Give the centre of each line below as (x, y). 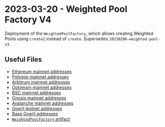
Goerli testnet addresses (37, 108)
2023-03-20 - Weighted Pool (66, 9)
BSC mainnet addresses (36, 92)
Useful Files (23, 60)
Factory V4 (28, 20)
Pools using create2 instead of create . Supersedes (56, 39)
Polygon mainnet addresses (40, 77)
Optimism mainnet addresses (42, 87)
